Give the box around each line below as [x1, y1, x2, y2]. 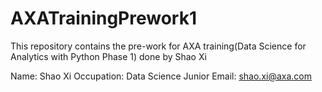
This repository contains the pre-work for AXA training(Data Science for [10, 40, 307, 52]
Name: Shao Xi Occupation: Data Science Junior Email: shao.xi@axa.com [10, 70, 313, 82]
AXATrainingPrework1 [10, 7, 198, 30]
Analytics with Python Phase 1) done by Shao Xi [10, 50, 207, 62]
